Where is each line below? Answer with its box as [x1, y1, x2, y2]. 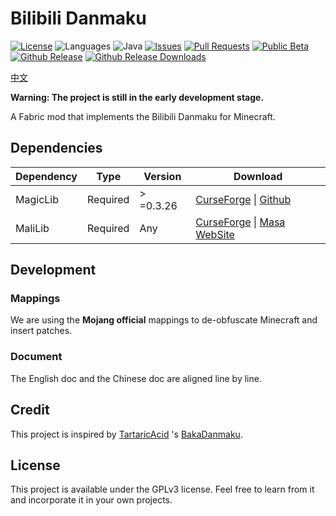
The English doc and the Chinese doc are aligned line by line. [10, 372, 262, 384]
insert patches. [10, 325, 73, 337]
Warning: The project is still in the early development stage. [10, 91, 265, 103]
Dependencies [10, 140, 103, 157]
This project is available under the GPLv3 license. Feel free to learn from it [10, 483, 315, 496]
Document [10, 350, 63, 364]
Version [143, 169, 182, 183]
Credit [10, 402, 50, 419]
